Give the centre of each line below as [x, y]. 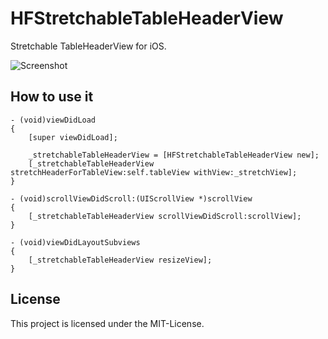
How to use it [52, 97]
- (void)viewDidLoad [53, 120]
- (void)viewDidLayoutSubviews [75, 242]
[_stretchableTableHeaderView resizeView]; [120, 260]
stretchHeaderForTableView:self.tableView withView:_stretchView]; [154, 172]
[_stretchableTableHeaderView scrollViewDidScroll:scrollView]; [165, 216]
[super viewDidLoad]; [73, 137]
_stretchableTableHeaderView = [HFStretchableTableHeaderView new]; [174, 155]
